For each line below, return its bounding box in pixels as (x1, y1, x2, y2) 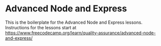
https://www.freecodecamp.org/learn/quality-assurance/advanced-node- (5, 30, 156, 36)
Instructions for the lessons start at (5, 24, 77, 30)
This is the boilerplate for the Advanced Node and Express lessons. (5, 19, 143, 25)
